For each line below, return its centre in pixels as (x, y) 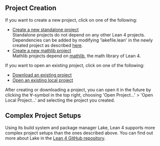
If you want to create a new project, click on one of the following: (71, 20)
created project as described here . (47, 45)
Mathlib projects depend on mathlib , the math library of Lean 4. (77, 56)
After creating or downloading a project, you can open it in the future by (78, 90)
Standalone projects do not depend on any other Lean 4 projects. (79, 35)
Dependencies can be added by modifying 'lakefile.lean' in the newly (82, 40)
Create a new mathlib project (42, 50)
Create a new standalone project (45, 30)
